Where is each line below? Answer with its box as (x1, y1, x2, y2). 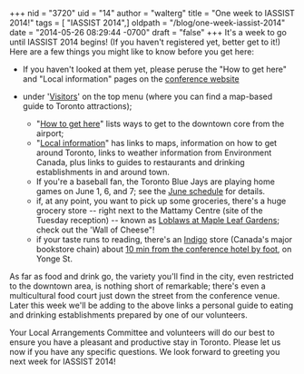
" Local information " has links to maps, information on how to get (35, 138, 278, 148)
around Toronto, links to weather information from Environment (35, 147, 272, 158)
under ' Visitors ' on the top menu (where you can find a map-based (22, 91, 273, 102)
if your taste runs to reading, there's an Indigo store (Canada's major (35, 234, 293, 244)
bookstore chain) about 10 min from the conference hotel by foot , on (35, 244, 292, 254)
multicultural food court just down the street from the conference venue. (9, 290, 280, 300)
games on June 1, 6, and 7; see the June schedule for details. (35, 186, 266, 196)
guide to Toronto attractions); (22, 101, 132, 112)
